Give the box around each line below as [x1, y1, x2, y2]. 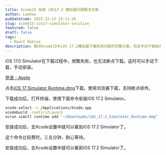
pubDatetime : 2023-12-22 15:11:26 [5, 16, 77, 21]
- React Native [9, 39, 41, 44]
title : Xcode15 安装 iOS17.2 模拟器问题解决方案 [5, 7, 99, 12]
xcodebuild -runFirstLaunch [5, 110, 63, 115]
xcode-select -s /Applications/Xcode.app [5, 105, 92, 110]
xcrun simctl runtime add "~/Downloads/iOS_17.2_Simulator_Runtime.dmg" [5, 114, 158, 120]
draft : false [5, 30, 32, 35]
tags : [5, 35, 16, 40]
